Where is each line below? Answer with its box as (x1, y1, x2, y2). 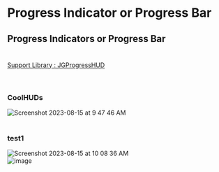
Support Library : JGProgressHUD (7, 61, 105, 69)
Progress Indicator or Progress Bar (7, 5, 212, 21)
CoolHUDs (7, 92, 43, 102)
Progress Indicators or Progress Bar (7, 33, 166, 45)
